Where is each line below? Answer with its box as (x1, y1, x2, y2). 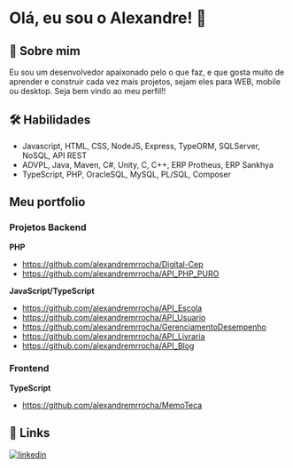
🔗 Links (9, 425, 50, 440)
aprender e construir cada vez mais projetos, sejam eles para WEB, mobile (9, 76, 281, 87)
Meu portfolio (9, 194, 86, 210)
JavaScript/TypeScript (9, 285, 95, 296)
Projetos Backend (9, 221, 87, 234)
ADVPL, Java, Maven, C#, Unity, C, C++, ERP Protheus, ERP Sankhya (21, 159, 274, 170)
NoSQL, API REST (21, 150, 87, 161)
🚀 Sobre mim (9, 44, 81, 59)
